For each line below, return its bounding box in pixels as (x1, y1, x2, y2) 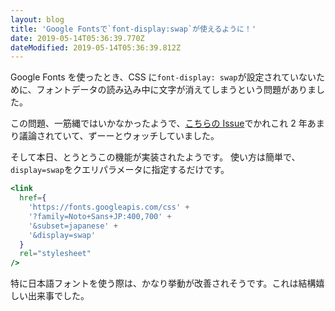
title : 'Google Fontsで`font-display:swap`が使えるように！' (10, 24, 257, 34)
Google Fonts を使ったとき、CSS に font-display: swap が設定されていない (10, 71, 317, 83)
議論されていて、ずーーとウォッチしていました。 (18, 130, 220, 142)
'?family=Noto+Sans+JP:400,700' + (28, 211, 172, 221)
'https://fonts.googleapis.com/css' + (28, 202, 190, 212)
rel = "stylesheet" (19, 249, 92, 259)
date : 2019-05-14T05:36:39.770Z (10, 33, 145, 43)
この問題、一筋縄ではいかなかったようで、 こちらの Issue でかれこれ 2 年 (10, 117, 308, 130)
